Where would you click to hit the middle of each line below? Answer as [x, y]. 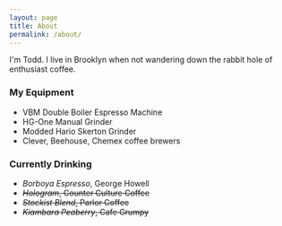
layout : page [34, 17]
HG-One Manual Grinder [67, 121]
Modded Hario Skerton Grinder [79, 131]
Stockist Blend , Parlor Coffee [76, 202]
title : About [34, 26]
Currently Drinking [51, 164]
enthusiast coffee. [43, 69]
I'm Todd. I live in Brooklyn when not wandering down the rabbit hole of [141, 60]
